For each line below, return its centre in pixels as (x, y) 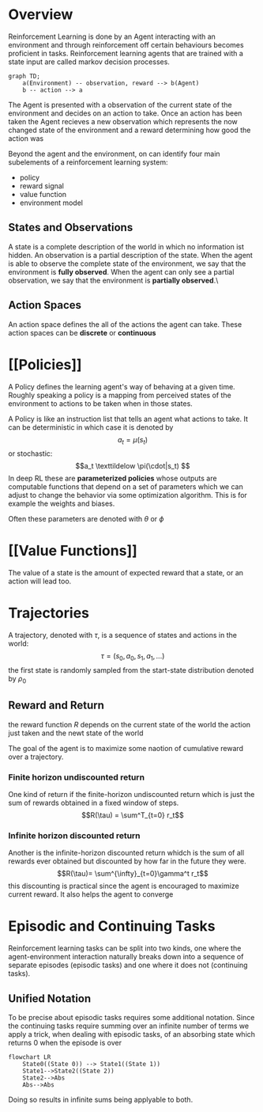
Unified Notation (50, 998)
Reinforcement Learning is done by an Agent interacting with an (112, 36)
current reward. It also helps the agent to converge (91, 894)
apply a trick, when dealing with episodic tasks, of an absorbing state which (131, 1034)
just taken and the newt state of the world (76, 733)
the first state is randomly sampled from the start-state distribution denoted (131, 670)
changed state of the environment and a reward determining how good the (130, 130)
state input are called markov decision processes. (89, 62)
